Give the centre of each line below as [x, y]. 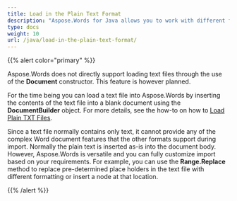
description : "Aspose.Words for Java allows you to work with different [116, 21]
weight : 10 [23, 34]
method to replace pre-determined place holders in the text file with [106, 169]
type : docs [23, 27]
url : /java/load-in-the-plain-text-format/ [72, 40]
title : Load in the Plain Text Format [64, 14]
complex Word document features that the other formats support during [112, 139]
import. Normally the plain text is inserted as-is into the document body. [112, 147]
